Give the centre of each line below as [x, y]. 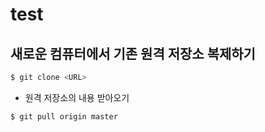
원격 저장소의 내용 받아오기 [77, 97]
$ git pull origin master [64, 116]
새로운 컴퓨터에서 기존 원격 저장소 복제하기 [133, 53]
